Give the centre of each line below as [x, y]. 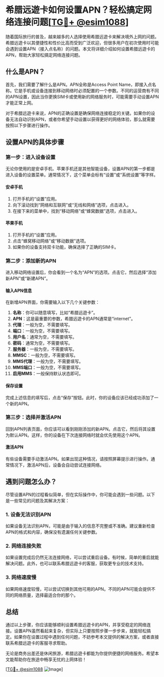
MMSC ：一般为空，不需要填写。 [45, 355]
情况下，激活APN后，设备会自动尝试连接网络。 [57, 465]
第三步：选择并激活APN [33, 418]
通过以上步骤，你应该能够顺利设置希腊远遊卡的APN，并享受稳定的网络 [76, 624]
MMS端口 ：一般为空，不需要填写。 [48, 368]
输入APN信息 [19, 290]
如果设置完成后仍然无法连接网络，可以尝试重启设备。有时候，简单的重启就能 [82, 558]
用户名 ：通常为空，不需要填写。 [45, 337]
